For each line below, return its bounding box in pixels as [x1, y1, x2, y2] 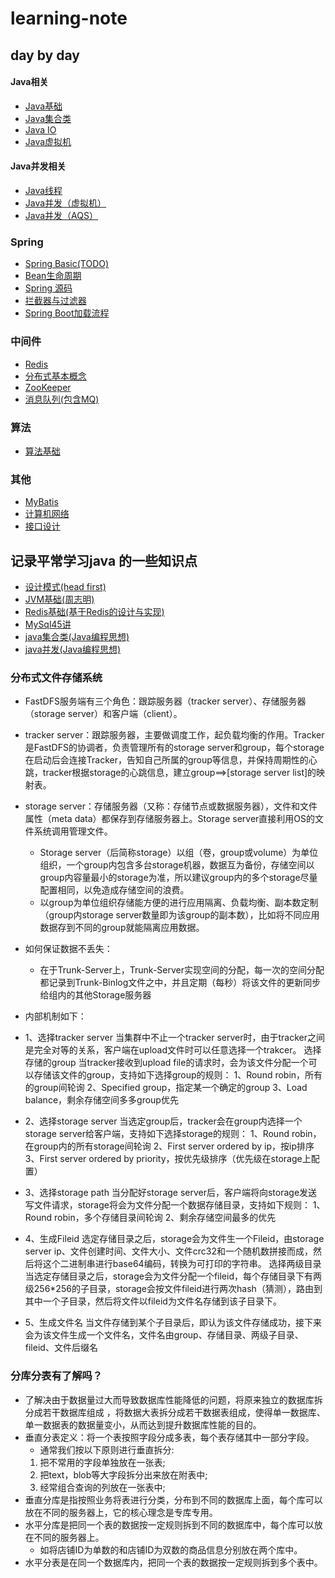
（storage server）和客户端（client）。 [24, 708, 183, 720]
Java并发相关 [10, 160, 67, 172]
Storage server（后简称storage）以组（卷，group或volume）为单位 [39, 847, 319, 859]
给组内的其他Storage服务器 [39, 989, 152, 1001]
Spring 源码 [24, 282, 73, 294]
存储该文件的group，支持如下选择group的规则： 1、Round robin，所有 [33, 1069, 323, 1081]
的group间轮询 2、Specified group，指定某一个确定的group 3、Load [24, 1082, 308, 1094]
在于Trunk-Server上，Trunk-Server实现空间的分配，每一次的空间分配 [39, 964, 325, 976]
